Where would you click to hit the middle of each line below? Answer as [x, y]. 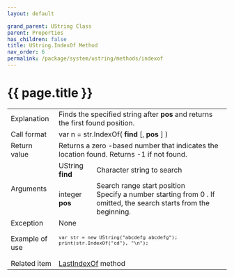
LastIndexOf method [92, 263]
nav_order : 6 [26, 52]
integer [70, 194]
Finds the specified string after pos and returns [136, 114]
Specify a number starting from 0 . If [156, 194]
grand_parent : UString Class [49, 26]
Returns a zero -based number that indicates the [139, 145]
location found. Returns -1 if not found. [123, 154]
